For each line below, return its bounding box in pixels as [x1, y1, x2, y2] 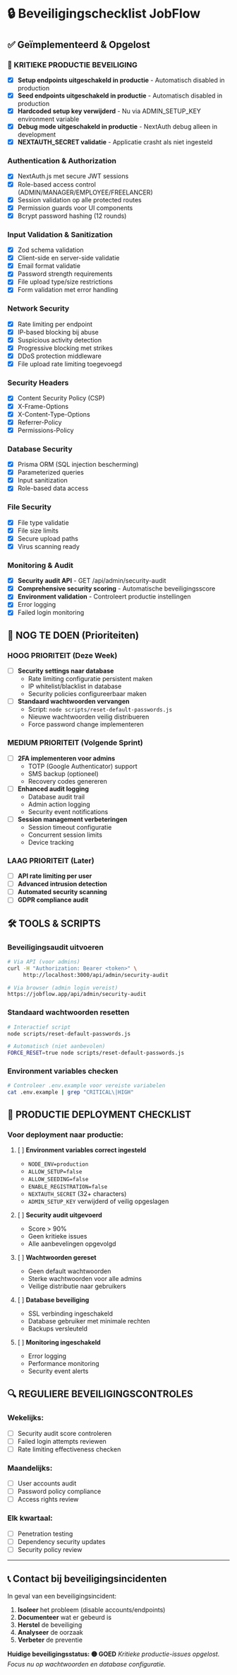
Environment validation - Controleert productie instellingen [17, 592, 192, 601]
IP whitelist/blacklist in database [28, 682, 122, 690]
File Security [7, 502, 51, 512]
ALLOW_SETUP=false [28, 1168, 83, 1175]
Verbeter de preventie [17, 1635, 83, 1644]
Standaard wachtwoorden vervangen [17, 697, 130, 706]
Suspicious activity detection [17, 335, 102, 344]
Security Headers [7, 378, 69, 388]
